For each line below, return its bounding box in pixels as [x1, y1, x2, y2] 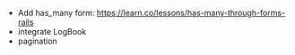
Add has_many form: [17, 8, 95, 18]
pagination [17, 35, 58, 46]
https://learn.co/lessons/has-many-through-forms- [96, 8, 286, 18]
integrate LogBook [17, 27, 87, 36]
